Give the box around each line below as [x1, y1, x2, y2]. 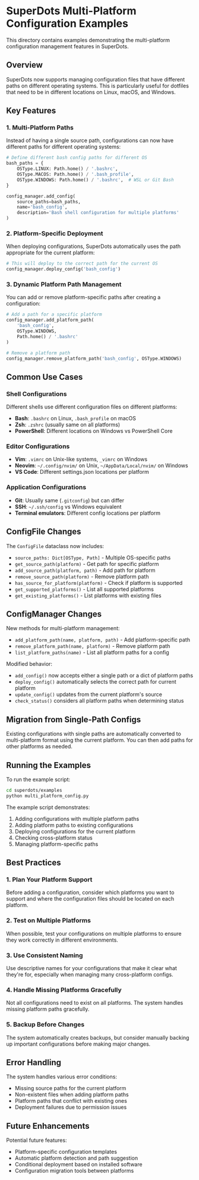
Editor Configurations [6, 442, 70, 451]
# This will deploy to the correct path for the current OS [6, 260, 159, 267]
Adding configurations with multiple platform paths [14, 815, 140, 822]
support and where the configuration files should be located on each [6, 895, 174, 902]
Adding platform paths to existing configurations [14, 822, 134, 829]
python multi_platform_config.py [6, 792, 89, 799]
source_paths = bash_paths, [17, 199, 81, 204]
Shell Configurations [6, 389, 67, 398]
